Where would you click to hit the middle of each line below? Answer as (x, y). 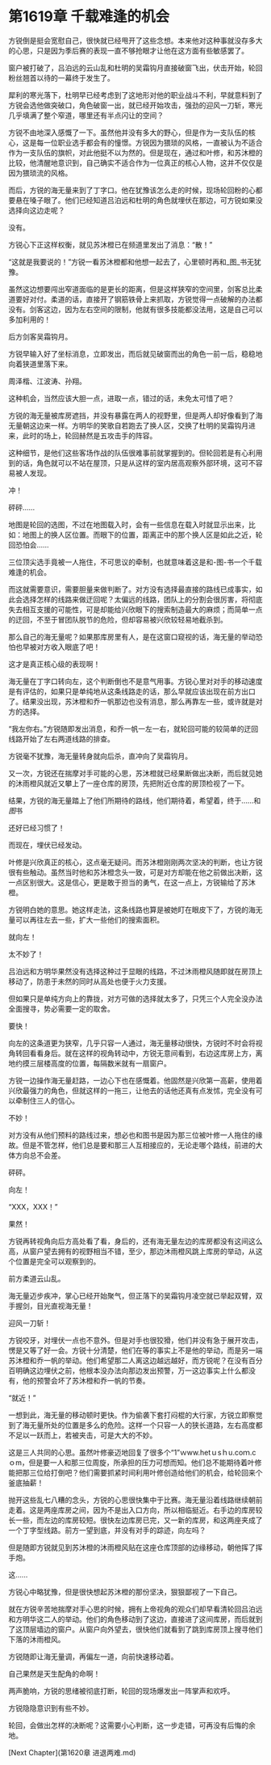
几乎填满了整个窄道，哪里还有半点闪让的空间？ (86, 115)
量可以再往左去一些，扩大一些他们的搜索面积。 (86, 919)
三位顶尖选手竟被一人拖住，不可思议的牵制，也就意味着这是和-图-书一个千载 (135, 562)
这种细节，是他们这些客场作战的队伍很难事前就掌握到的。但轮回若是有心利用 (135, 453)
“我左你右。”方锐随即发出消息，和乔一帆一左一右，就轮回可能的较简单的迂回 (133, 728)
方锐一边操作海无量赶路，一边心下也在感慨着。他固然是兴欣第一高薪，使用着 (135, 1080)
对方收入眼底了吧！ (68, 647)
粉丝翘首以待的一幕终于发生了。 (61, 78)
